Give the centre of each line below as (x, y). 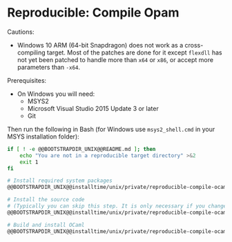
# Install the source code (46, 200)
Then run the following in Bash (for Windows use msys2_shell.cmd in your (111, 129)
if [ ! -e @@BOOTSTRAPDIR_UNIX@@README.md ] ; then (81, 149)
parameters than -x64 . (49, 67)
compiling (31, 52)
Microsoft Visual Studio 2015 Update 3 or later (93, 108)
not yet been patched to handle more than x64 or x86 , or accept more (115, 59)
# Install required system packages (60, 181)
